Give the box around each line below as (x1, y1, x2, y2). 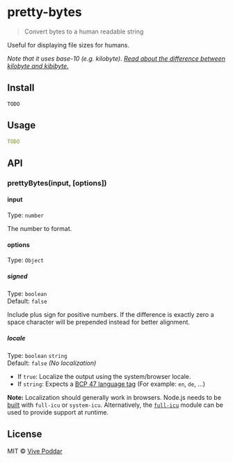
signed (7, 271, 28, 280)
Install (7, 82, 35, 94)
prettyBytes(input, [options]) (7, 178, 107, 188)
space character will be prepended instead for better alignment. (7, 318, 190, 327)
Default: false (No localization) (7, 359, 97, 367)
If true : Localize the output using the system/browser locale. (17, 373, 191, 381)
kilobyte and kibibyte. (7, 61, 70, 70)
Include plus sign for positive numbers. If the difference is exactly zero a (7, 311, 214, 319)
